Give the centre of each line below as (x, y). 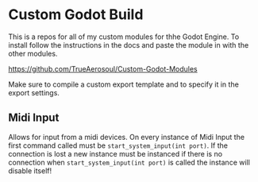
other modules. (33, 53)
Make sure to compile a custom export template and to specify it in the (124, 84)
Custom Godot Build (76, 15)
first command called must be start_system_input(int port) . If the (118, 145)
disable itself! (30, 170)
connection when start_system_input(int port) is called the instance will (129, 162)
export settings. (34, 92)
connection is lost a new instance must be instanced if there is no (116, 153)
